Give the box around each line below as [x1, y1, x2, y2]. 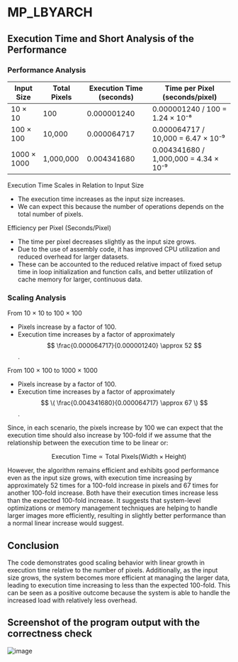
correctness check [7, 628, 93, 640]
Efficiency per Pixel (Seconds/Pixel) [7, 223, 112, 232]
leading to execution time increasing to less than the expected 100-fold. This [7, 580, 231, 590]
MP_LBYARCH [7, 4, 93, 21]
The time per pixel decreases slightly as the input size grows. [17, 237, 197, 246]
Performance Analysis [7, 65, 86, 75]
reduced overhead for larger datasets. [17, 252, 129, 261]
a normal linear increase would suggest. [7, 519, 124, 528]
